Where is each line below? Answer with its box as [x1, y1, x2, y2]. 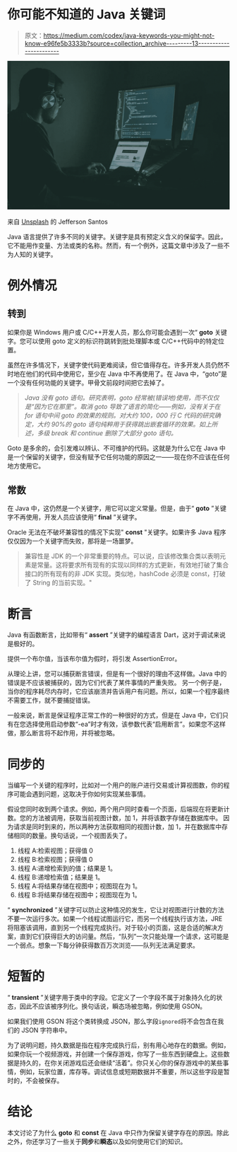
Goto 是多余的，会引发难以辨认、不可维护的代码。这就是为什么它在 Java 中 [7, 444, 226, 452]
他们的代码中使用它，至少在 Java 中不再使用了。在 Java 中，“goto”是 [25, 369, 228, 378]
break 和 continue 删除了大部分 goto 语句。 [51, 429, 178, 437]
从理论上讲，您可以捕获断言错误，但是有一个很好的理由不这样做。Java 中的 [7, 669, 227, 678]
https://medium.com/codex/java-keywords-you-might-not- [43, 31, 215, 40]
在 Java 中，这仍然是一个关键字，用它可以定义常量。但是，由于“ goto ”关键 [7, 504, 227, 513]
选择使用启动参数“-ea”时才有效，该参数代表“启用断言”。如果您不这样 [25, 720, 226, 729]
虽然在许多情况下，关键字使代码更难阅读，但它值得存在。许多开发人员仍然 [7, 360, 224, 369]
